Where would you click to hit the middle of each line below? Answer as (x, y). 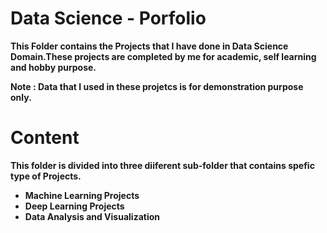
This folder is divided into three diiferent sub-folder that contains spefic (162, 165)
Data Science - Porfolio (108, 18)
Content (45, 138)
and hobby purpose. (53, 67)
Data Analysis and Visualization (92, 216)
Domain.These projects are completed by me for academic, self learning (163, 56)
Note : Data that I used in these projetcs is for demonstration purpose (157, 86)
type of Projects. (46, 176)
